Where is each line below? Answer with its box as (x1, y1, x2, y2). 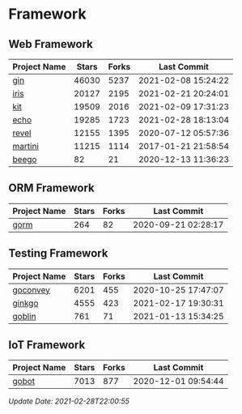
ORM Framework (8, 181, 95, 195)
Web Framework (8, 37, 93, 51)
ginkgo (12, 297, 39, 309)
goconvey (12, 284, 51, 296)
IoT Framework (8, 338, 86, 352)
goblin (12, 310, 36, 322)
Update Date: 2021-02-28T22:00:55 (8, 396, 129, 406)
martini (12, 141, 39, 152)
